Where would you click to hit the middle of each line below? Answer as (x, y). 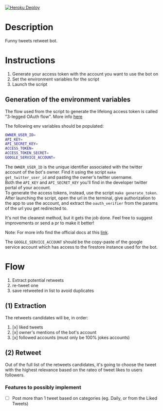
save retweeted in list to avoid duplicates (53, 291)
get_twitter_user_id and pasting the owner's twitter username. (69, 177)
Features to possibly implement (43, 388)
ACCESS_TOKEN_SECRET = (27, 153)
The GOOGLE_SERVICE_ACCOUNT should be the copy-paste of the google (74, 242)
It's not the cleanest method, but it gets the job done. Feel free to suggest (79, 217)
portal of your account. (28, 187)
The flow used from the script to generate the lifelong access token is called (81, 111)
